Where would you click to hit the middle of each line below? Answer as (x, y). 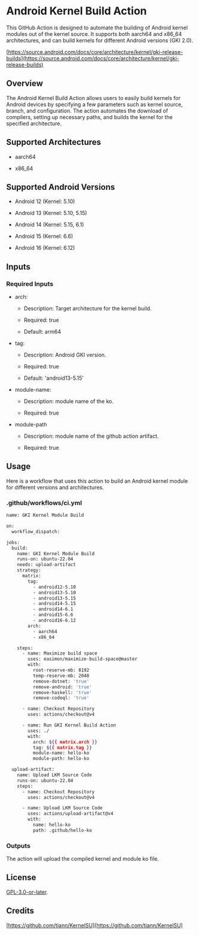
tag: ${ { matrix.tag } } (62, 748)
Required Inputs (30, 284)
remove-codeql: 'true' (61, 698)
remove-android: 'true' (62, 687)
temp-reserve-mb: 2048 (61, 676)
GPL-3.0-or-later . (27, 892)
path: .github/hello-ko (62, 830)
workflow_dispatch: (36, 531)
